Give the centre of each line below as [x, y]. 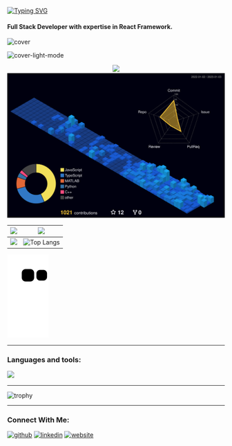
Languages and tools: [44, 359]
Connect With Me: [38, 420]
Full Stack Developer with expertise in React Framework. [90, 26]
